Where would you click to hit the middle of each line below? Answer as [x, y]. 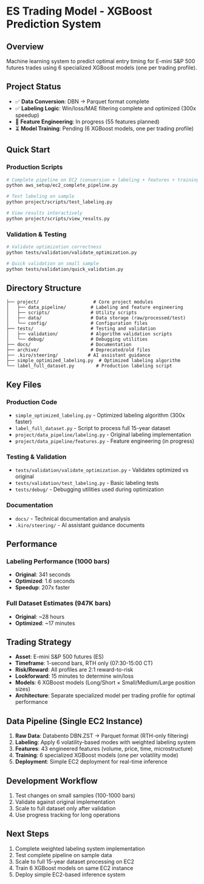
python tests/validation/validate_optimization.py [72, 252]
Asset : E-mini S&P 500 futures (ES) [59, 657]
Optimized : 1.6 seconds [45, 581]
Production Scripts [35, 167]
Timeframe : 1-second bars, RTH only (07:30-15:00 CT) [84, 663]
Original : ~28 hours [40, 616]
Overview [25, 47]
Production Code [32, 402]
